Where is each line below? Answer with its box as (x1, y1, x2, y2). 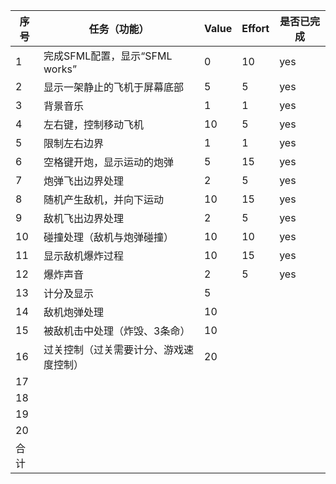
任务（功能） (88, 22, 150, 36)
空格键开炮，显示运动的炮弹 (43, 155, 175, 169)
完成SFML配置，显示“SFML (43, 49, 173, 63)
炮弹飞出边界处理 (43, 174, 125, 188)
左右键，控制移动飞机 (43, 118, 145, 131)
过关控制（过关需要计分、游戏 (43, 343, 185, 356)
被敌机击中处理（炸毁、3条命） (43, 324, 191, 338)
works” (43, 62, 77, 76)
